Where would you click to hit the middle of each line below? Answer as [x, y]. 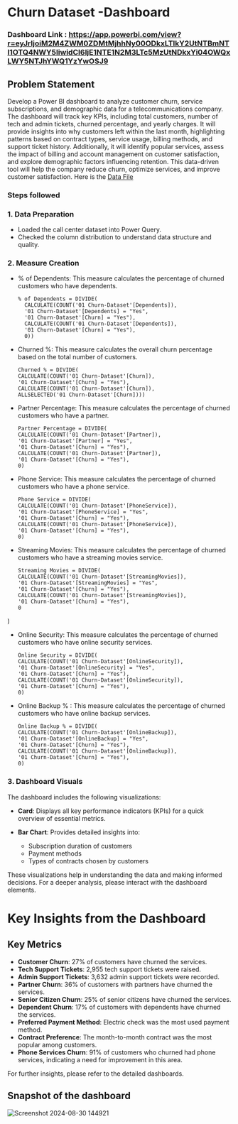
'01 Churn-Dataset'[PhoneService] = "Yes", [83, 512]
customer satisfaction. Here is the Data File [70, 176]
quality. [28, 245]
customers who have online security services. [85, 643]
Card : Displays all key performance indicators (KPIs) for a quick [110, 811]
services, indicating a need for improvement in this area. [100, 1059]
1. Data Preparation [41, 214]
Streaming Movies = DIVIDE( [59, 571]
